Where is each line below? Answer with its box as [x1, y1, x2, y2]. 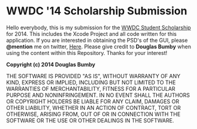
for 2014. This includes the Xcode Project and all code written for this [6, 30, 177, 37]
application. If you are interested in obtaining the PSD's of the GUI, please [6, 36, 188, 44]
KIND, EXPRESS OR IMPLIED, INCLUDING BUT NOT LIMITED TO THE [6, 79, 176, 86]
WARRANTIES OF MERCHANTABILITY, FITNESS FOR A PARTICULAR [6, 85, 175, 92]
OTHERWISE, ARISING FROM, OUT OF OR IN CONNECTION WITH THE [6, 110, 181, 118]
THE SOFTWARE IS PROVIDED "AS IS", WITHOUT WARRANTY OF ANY [6, 72, 181, 79]
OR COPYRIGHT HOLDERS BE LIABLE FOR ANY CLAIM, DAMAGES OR [6, 97, 180, 105]
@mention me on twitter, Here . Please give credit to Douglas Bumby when [6, 43, 192, 50]
